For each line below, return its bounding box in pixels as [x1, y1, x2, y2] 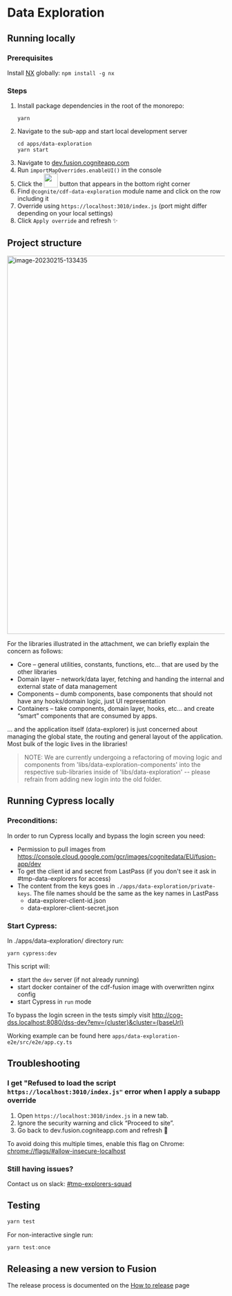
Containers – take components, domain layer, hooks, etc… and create [17, 704, 215, 712]
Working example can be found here [7, 1031, 111, 1040]
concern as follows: [7, 647, 64, 655]
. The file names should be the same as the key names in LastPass [30, 889, 219, 897]
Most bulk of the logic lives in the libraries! [7, 739, 128, 747]
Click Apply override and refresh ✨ [17, 216, 118, 225]
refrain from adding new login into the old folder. [23, 775, 162, 783]
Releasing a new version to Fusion [7, 1263, 157, 1275]
